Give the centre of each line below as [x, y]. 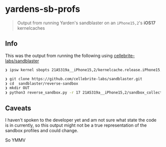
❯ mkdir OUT [17, 88]
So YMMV [15, 140]
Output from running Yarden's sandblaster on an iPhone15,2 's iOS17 [86, 23]
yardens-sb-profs [43, 9]
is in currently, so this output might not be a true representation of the [76, 125]
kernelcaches [31, 28]
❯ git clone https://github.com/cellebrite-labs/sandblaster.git [74, 79]
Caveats [18, 108]
